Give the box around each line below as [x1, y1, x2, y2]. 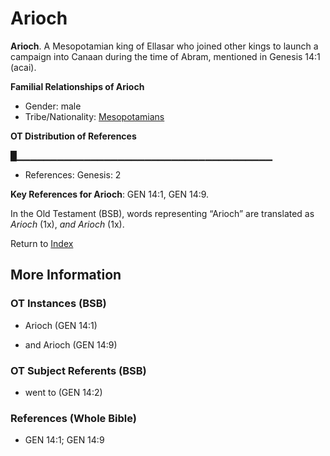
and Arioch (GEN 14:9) [24, 338, 118, 351]
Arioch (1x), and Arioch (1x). [10, 218, 125, 230]
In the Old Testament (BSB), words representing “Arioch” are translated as [10, 207, 315, 219]
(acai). [10, 61, 37, 73]
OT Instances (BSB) [10, 297, 107, 311]
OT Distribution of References [10, 130, 137, 142]
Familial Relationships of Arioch [10, 80, 145, 92]
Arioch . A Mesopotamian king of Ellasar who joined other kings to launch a [10, 40, 319, 52]
